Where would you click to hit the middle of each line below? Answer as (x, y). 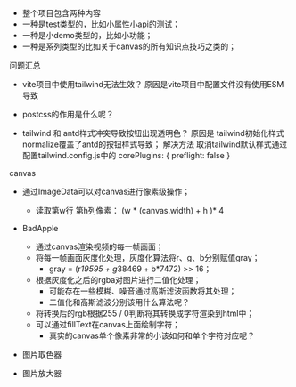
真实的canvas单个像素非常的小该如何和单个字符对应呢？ (152, 335)
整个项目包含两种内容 (61, 13)
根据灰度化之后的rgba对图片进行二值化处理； (118, 280)
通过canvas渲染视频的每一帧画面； (99, 246)
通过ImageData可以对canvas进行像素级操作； (106, 191)
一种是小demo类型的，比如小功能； (87, 35)
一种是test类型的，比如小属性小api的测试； (101, 24)
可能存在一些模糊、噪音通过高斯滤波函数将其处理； (143, 291)
